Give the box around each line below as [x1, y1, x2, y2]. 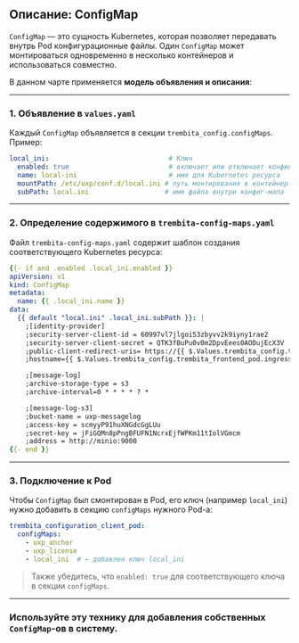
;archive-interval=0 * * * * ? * [25, 388, 149, 397]
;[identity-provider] [25, 321, 105, 331]
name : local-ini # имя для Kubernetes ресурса [17, 170, 280, 179]
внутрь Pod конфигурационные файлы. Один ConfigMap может [9, 40, 245, 51]
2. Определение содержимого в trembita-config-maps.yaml [9, 217, 275, 229]
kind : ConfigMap [9, 280, 69, 289]
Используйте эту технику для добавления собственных [9, 611, 266, 623]
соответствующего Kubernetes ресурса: [9, 246, 163, 257]
